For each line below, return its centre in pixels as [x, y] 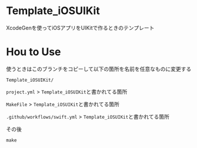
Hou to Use [34, 52]
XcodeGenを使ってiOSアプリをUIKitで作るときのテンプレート [80, 28]
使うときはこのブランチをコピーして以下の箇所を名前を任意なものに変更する [99, 69]
